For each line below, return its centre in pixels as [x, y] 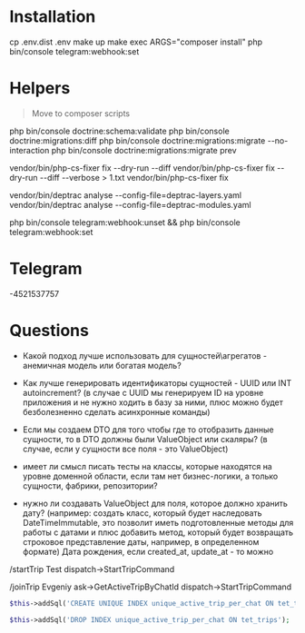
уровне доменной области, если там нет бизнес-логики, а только [150, 476]
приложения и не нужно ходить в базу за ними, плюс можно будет [153, 402]
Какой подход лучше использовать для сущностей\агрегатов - [145, 355]
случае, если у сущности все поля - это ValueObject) [125, 449]
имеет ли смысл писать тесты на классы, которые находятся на [147, 466]
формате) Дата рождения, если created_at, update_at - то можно [148, 551]
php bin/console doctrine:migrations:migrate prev [144, 150]
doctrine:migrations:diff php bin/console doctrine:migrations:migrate [138, 140]
